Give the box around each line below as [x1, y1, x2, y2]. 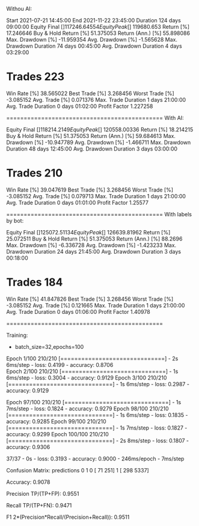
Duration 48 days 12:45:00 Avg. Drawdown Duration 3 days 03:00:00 [6, 145, 178, 152]
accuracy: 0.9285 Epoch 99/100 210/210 [6, 418, 106, 425]
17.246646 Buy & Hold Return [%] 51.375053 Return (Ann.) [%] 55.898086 [6, 30, 191, 37]
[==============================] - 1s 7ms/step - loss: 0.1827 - [6, 424, 188, 431]
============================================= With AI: [6, 114, 185, 121]
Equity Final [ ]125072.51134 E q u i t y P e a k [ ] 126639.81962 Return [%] [6, 228, 171, 236]
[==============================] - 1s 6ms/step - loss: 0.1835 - [6, 411, 188, 418]
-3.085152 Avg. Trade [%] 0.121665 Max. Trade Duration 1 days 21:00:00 [6, 301, 185, 309]
